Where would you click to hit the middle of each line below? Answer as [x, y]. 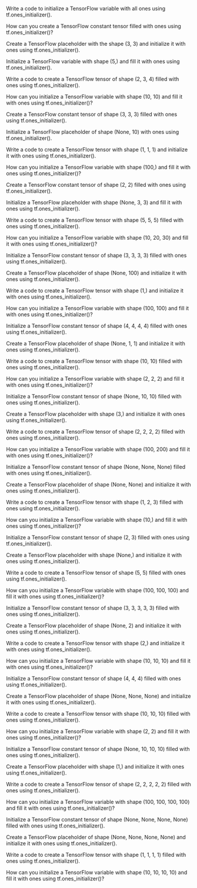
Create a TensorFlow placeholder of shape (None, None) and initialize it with [98, 485]
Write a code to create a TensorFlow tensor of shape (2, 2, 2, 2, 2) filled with [98, 784]
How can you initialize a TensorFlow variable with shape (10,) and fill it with [97, 520]
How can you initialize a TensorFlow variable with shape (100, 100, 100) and [98, 590]
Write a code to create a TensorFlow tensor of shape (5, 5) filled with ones [96, 573]
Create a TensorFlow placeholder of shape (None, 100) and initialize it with [96, 273]
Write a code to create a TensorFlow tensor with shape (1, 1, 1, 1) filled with [96, 855]
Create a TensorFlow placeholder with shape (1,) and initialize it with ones [95, 767]
